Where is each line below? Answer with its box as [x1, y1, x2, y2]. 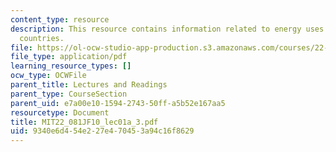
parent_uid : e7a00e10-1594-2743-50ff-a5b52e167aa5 [10, 98, 226, 108]
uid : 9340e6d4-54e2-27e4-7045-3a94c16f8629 [10, 126, 195, 136]
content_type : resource [10, 14, 110, 25]
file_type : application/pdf [10, 52, 128, 62]
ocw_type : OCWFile [10, 71, 87, 81]
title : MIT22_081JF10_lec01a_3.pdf [10, 117, 159, 127]
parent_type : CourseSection [10, 89, 128, 99]
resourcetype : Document [10, 107, 110, 118]
